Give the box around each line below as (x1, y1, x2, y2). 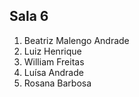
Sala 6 (9, 8, 49, 25)
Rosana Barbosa (23, 77, 92, 89)
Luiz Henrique (23, 45, 82, 57)
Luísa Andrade (23, 66, 84, 78)
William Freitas (23, 55, 85, 68)
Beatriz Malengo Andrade (23, 34, 130, 46)
